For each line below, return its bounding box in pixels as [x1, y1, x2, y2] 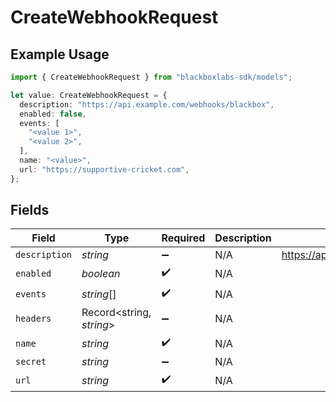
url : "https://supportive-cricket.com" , [19, 164, 190, 175]
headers [15, 313, 52, 325]
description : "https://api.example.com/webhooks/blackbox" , [19, 99, 275, 110]
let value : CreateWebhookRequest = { [10, 90, 168, 100]
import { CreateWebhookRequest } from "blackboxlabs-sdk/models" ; [10, 72, 293, 82]
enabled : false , [19, 109, 87, 119]
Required [161, 231, 206, 245]
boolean [81, 266, 121, 280]
